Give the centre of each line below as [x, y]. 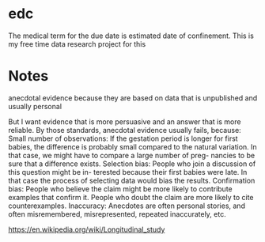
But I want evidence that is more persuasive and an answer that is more [125, 121]
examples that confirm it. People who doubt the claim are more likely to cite [131, 197]
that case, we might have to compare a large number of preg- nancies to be [132, 155]
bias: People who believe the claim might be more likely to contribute [120, 189]
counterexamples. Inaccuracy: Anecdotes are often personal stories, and [127, 206]
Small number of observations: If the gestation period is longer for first [123, 138]
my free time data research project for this [77, 43]
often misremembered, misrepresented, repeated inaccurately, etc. [117, 214]
